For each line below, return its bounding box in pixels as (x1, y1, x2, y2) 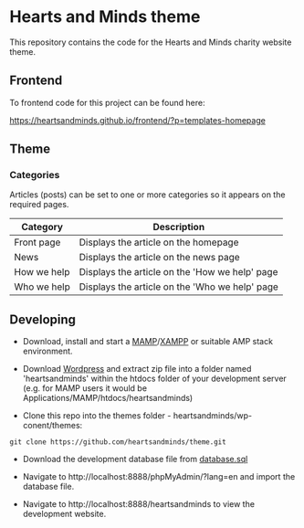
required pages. (9, 199, 69, 210)
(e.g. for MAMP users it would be (22, 383, 148, 394)
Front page (14, 236, 61, 248)
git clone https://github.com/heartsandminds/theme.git (9, 438, 226, 447)
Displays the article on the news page (79, 251, 240, 264)
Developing (9, 312, 76, 327)
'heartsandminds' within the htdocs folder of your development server (22, 373, 288, 385)
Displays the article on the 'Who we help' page (79, 280, 278, 293)
